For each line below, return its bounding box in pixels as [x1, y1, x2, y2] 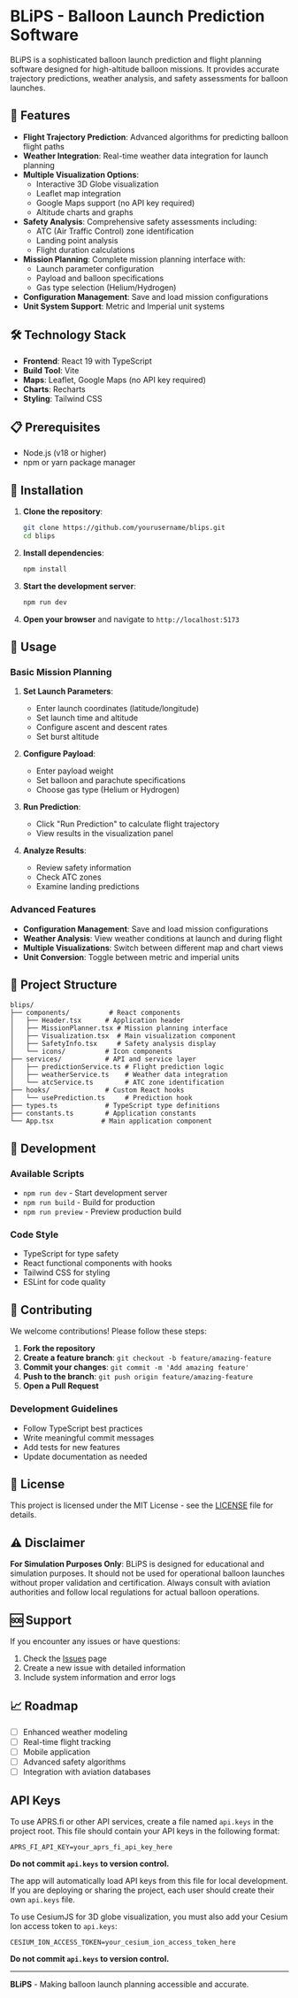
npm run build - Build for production [22, 1197, 156, 1208]
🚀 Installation [10, 482, 84, 497]
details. [10, 1510, 37, 1520]
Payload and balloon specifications [35, 273, 164, 283]
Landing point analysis [35, 234, 118, 245]
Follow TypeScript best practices [22, 1423, 143, 1433]
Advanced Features [10, 903, 96, 916]
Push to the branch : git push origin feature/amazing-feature [22, 1372, 254, 1382]
